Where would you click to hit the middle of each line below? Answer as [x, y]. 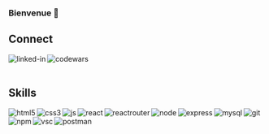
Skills [22, 93]
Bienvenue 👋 [34, 13]
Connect [31, 39]
